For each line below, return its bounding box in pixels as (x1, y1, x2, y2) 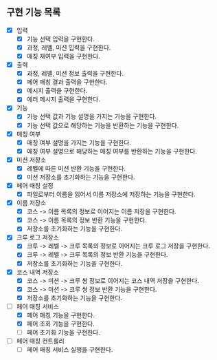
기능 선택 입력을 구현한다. (26, 34, 95, 43)
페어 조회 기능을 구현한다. (26, 319, 95, 328)
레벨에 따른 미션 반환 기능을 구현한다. (26, 164, 126, 172)
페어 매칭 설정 (16, 181, 54, 189)
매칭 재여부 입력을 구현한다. (26, 52, 100, 60)
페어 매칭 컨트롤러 (16, 337, 65, 346)
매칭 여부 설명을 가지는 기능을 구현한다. (26, 138, 132, 147)
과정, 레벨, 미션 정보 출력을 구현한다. (26, 70, 124, 78)
